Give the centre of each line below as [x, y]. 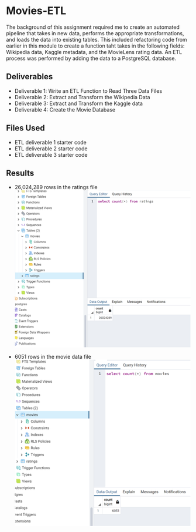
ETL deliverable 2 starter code [51, 149]
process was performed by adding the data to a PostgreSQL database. [91, 58]
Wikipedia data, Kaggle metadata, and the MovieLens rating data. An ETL [94, 52]
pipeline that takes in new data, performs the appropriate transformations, [95, 33]
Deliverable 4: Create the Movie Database [65, 109]
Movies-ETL [36, 11]
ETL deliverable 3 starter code [51, 154]
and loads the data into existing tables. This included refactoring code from [97, 39]
